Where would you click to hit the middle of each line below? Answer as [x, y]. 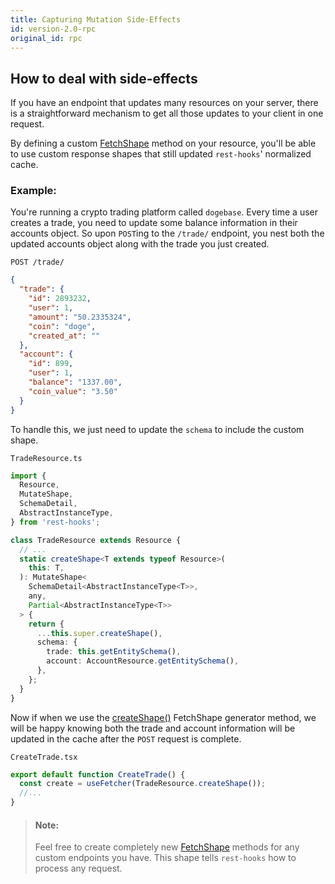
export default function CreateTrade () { [98, 774]
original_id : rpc [46, 38]
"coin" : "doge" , [62, 326]
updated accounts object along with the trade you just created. [140, 244]
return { [46, 624]
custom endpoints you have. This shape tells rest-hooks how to [165, 858]
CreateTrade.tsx [44, 757]
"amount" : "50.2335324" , [80, 317]
